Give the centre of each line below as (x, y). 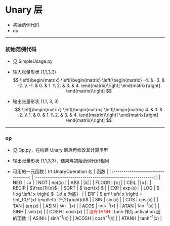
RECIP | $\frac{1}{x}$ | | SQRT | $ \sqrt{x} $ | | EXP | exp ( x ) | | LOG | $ (86, 188)
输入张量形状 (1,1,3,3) (34, 72)
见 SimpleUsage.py (33, 61)
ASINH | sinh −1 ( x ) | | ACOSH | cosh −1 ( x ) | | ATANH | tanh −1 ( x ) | (97, 218)
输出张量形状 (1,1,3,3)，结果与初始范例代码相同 (61, 161)
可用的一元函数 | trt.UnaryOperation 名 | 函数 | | (62, 171)
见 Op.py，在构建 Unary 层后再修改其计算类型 (60, 150)
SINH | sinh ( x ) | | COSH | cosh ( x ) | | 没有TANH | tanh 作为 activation (84, 212)
